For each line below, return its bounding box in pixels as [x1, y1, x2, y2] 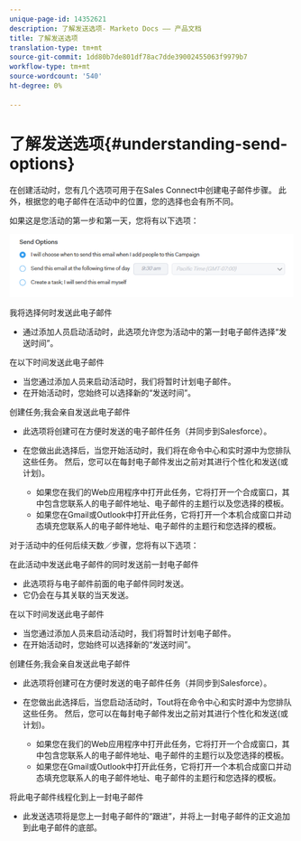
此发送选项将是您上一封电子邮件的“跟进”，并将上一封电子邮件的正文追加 [22, 810, 291, 821]
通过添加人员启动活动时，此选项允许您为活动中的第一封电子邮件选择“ [22, 326, 279, 337]
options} [9, 154, 76, 173]
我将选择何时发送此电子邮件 [9, 307, 113, 318]
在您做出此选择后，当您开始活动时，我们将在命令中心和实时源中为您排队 [22, 444, 291, 455]
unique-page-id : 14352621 [9, 14, 106, 23]
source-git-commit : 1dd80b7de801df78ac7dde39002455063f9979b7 [9, 52, 248, 62]
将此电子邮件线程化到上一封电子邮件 [9, 791, 144, 802]
